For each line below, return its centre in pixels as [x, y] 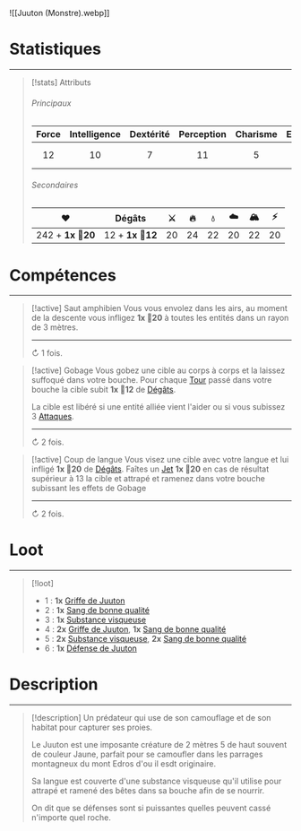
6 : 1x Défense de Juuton [90, 648]
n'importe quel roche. [71, 818]
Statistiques [55, 49]
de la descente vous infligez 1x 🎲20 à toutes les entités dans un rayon [160, 318]
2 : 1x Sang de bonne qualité [97, 610]
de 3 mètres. [55, 327]
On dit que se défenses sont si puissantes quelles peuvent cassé [151, 808]
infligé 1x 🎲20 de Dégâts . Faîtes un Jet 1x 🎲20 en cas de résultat [150, 469]
